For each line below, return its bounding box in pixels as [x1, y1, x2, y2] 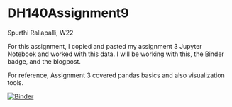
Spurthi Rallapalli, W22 [7, 28, 74, 37]
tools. [7, 78, 24, 86]
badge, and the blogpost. [7, 57, 82, 65]
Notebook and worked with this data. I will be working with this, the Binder [7, 50, 225, 58]
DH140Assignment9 [7, 5, 129, 21]
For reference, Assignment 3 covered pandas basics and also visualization [7, 71, 225, 79]
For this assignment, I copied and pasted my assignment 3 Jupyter [7, 42, 202, 50]
